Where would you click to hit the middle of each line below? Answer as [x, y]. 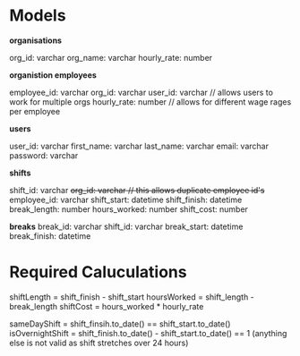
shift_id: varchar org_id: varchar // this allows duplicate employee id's [137, 190]
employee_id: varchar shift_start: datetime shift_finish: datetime [126, 199]
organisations [36, 40]
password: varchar [44, 155]
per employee [35, 111]
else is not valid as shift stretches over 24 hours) [99, 343]
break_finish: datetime [50, 236]
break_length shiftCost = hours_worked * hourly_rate [107, 306]
